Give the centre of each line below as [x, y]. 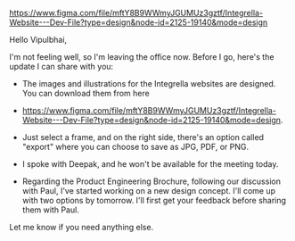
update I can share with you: [61, 66]
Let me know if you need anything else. [82, 227]
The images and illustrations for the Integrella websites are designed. [149, 83]
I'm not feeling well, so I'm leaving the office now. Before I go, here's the [142, 57]
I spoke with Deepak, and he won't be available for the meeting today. [150, 164]
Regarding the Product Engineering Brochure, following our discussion [151, 181]
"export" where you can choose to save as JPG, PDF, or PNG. [135, 147]
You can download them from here [86, 93]
